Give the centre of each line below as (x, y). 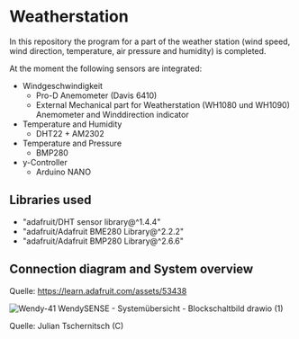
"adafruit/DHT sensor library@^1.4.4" (91, 221)
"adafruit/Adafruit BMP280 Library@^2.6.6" (103, 241)
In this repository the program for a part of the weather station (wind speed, (150, 41)
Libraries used (50, 200)
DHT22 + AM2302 (70, 133)
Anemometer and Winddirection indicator (112, 114)
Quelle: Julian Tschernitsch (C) (67, 326)
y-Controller (45, 162)
